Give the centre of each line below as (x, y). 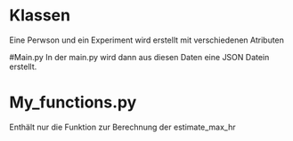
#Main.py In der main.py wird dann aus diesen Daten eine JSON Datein (139, 57)
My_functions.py (73, 102)
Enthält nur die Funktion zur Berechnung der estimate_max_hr (122, 127)
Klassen (40, 16)
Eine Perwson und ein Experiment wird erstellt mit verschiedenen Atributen (147, 40)
